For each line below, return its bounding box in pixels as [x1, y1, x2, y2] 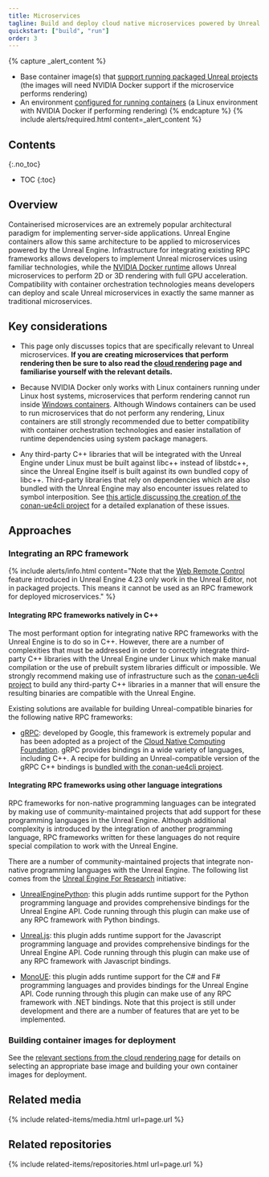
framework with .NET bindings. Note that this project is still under [19, 997, 236, 1006]
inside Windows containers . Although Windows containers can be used [19, 399, 256, 409]
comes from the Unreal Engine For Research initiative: [8, 874, 186, 883]
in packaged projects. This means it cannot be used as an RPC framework [8, 583, 254, 593]
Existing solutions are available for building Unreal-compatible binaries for [8, 703, 253, 713]
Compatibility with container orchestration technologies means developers [8, 279, 255, 289]
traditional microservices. [8, 296, 92, 306]
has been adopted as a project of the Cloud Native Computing [19, 736, 226, 746]
